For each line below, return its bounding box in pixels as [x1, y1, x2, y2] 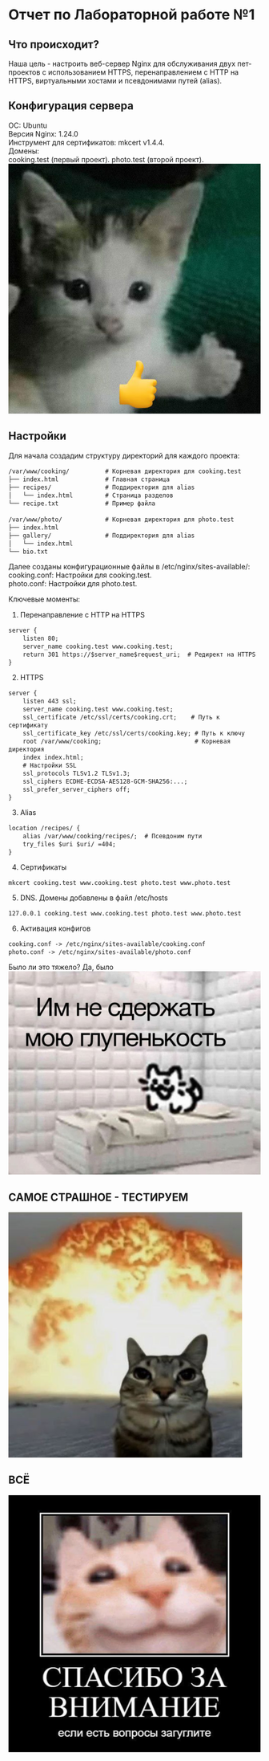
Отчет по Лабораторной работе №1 [8, 6, 255, 24]
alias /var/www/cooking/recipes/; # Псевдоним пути [22, 832, 203, 840]
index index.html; [22, 753, 84, 761]
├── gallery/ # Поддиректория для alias [8, 532, 195, 540]
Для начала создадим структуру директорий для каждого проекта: [8, 450, 240, 460]
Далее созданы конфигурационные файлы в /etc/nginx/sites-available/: [8, 561, 251, 571]
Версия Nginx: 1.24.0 [8, 128, 78, 138]
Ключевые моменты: [8, 594, 81, 604]
